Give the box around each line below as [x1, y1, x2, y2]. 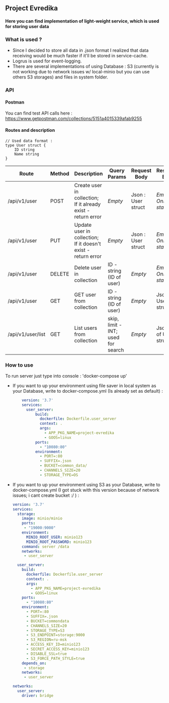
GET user [74, 291, 97, 298]
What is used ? [5, 36, 42, 43]
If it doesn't [74, 240, 102, 247]
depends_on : [22, 661, 47, 666]
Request [131, 167, 152, 174]
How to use [5, 362, 34, 369]
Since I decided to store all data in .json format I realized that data [12, 47, 149, 53]
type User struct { [5, 143, 46, 148]
